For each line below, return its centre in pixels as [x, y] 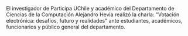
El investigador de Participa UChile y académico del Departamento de [90, 8]
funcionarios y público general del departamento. [66, 27]
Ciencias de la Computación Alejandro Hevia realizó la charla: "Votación [93, 15]
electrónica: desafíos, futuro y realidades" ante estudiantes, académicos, [94, 21]
